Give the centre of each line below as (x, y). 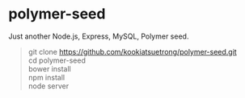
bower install (49, 68)
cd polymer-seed (57, 60)
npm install (46, 77)
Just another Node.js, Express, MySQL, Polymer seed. (99, 36)
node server (49, 86)
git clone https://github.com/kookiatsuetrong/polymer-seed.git (132, 51)
